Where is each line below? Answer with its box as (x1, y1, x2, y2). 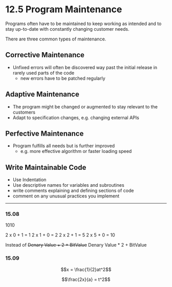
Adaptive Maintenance (5, 90, 79, 99)
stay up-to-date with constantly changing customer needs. (5, 26, 130, 32)
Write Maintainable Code (5, 163, 87, 172)
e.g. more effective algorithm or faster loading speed (20, 148, 132, 154)
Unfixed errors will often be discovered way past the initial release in (12, 64, 158, 70)
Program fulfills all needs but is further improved (12, 143, 115, 149)
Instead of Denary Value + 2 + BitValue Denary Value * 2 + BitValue (5, 242, 147, 248)
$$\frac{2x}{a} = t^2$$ (61, 276, 111, 282)
